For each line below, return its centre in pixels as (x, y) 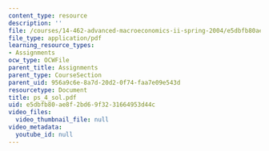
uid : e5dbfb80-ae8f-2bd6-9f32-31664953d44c (82, 105)
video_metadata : (35, 127)
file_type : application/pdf (55, 38)
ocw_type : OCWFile (39, 61)
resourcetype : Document (48, 90)
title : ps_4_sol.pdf (43, 97)
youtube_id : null (44, 134)
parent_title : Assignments (53, 68)
